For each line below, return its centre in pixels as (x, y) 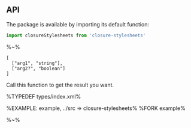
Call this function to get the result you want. (60, 85)
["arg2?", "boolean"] (39, 69)
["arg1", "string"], (37, 63)
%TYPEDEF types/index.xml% (44, 96)
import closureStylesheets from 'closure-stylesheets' (76, 35)
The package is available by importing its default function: (78, 24)
